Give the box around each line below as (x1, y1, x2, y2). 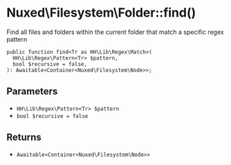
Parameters (6, 85, 58, 98)
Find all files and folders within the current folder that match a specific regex (6, 28, 224, 36)
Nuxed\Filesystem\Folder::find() (6, 5, 196, 21)
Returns (6, 132, 42, 144)
